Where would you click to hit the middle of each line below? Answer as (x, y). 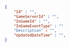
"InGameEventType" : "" (39, 26)
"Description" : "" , (35, 31)
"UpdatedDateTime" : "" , (40, 35)
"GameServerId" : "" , (36, 16)
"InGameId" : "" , (32, 21)
